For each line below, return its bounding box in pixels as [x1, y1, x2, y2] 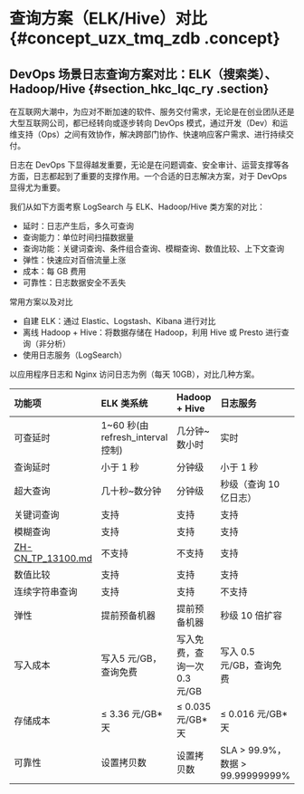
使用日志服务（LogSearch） [22, 349, 128, 360]
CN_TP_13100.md [14, 552, 92, 564]
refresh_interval [100, 431, 168, 444]
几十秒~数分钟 [100, 485, 162, 497]
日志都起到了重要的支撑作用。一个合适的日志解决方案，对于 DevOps [33, 171, 288, 181]
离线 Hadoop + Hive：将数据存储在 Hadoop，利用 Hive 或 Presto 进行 [22, 327, 282, 338]
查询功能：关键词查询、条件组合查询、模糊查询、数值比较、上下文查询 [22, 244, 285, 254]
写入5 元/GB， [100, 653, 162, 665]
